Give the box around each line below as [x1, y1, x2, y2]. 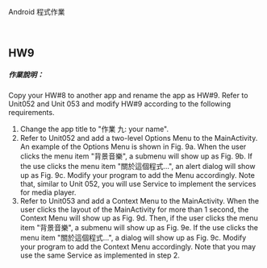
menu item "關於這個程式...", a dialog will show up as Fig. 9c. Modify [19, 233, 247, 243]
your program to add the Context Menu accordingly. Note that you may [19, 242, 257, 252]
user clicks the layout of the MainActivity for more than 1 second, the [19, 204, 249, 215]
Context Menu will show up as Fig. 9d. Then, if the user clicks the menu [19, 213, 258, 223]
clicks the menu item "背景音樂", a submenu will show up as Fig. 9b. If [19, 151, 252, 161]
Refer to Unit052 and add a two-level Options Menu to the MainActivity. [19, 134, 258, 143]
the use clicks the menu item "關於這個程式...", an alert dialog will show [19, 162, 256, 171]
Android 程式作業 [8, 7, 65, 16]
